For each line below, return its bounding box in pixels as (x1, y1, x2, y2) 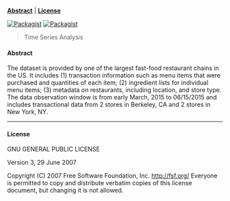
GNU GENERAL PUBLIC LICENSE (7, 145, 101, 154)
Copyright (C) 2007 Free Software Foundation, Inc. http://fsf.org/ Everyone (7, 172, 218, 180)
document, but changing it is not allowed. (7, 186, 124, 195)
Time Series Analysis (23, 33, 84, 41)
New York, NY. (7, 108, 49, 116)
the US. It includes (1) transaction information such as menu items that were (7, 71, 221, 80)
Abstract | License (7, 7, 61, 14)
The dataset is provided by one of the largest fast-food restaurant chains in (7, 64, 219, 72)
